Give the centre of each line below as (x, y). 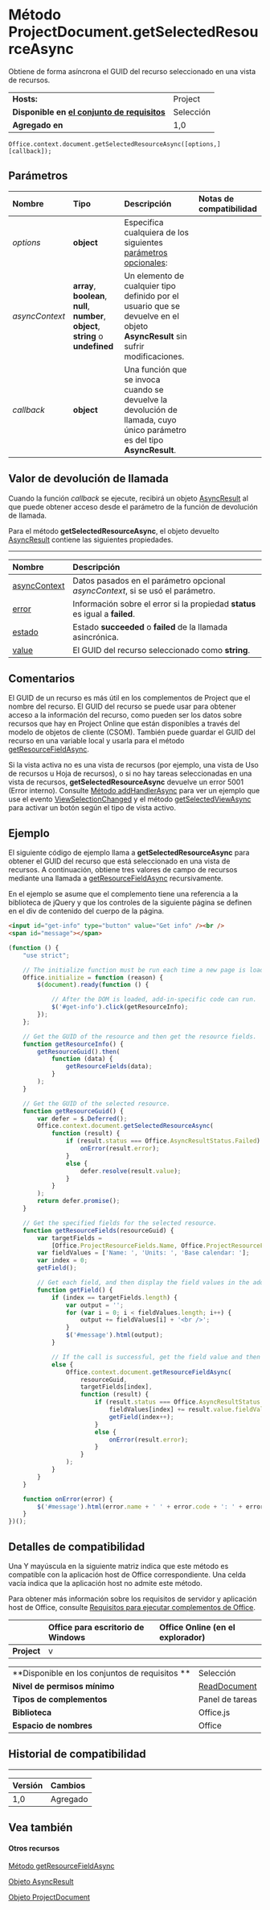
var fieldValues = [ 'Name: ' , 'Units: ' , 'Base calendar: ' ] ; (143, 1253)
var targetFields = (70, 1238)
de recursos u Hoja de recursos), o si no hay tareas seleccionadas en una (130, 774)
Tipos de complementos (60, 1699)
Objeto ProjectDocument (49, 1897)
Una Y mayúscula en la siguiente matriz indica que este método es (119, 1566)
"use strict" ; (46, 955)
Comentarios (42, 678)
